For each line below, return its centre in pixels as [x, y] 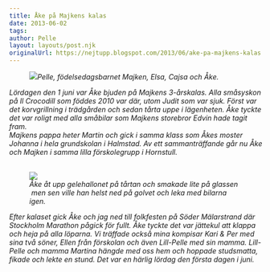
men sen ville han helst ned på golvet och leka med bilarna [129, 193]
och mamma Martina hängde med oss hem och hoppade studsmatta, [142, 251]
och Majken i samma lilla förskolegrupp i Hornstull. [93, 152]
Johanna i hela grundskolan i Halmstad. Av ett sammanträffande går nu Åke [136, 144]
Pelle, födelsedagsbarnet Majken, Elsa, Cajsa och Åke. [128, 77]
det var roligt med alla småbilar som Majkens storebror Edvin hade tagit [128, 118]
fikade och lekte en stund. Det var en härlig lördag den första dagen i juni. [132, 259]
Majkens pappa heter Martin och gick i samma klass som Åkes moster [126, 135]
